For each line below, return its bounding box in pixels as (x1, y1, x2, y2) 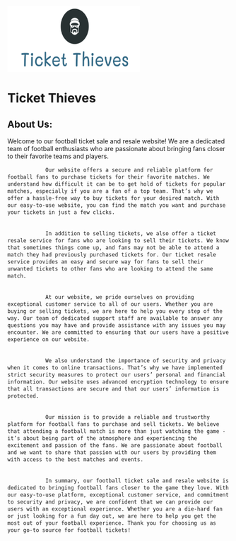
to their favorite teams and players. (7, 152, 110, 160)
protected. (7, 393, 40, 400)
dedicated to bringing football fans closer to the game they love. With (7, 484, 230, 492)
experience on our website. (7, 336, 90, 343)
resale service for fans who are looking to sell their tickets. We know (7, 237, 230, 244)
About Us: (7, 118, 53, 130)
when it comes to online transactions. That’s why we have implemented (7, 364, 223, 371)
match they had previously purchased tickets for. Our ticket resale (7, 251, 217, 258)
